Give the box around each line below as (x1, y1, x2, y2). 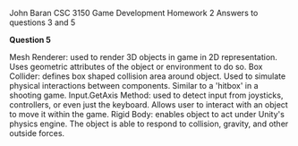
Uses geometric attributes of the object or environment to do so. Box (9, 62, 263, 72)
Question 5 (9, 35, 52, 45)
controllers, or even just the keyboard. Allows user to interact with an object (9, 99, 288, 110)
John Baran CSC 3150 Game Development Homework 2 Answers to (9, 8, 259, 18)
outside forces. (9, 128, 65, 138)
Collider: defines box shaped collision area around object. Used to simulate (9, 71, 286, 82)
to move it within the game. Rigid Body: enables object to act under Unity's (9, 109, 285, 119)
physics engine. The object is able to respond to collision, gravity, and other (9, 118, 289, 129)
